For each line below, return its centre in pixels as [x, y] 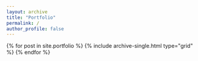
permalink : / [23, 23]
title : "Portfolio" [31, 18]
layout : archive [27, 12]
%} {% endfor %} [28, 53]
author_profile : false [35, 29]
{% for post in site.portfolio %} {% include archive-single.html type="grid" [100, 46]
